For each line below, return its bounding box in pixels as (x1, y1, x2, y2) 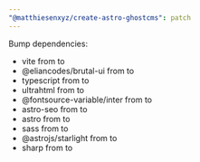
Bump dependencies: (8, 38, 88, 49)
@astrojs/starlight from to (21, 132, 118, 143)
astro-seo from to (21, 103, 88, 114)
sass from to (21, 123, 69, 134)
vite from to (21, 55, 65, 66)
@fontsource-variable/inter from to (21, 94, 153, 105)
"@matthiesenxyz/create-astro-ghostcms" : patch (8, 13, 192, 23)
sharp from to (21, 142, 73, 153)
